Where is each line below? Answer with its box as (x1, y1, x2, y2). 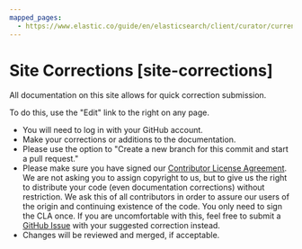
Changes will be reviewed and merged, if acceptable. (22, 230, 220, 241)
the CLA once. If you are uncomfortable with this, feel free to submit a (22, 210, 281, 221)
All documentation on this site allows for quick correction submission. (9, 90, 267, 101)
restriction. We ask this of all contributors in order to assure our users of (22, 191, 290, 202)
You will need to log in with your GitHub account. (22, 125, 204, 136)
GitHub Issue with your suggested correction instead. (22, 220, 220, 231)
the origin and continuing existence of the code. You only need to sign (22, 201, 283, 212)
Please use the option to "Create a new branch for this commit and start (22, 144, 289, 155)
